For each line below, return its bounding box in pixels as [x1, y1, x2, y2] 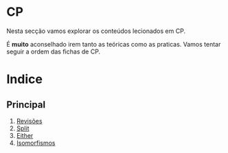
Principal [6, 99, 46, 110]
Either [16, 131, 34, 139]
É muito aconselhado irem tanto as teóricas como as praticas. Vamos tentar [6, 40, 221, 48]
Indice [6, 71, 43, 87]
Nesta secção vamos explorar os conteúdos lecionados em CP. [6, 27, 186, 35]
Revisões [16, 117, 43, 125]
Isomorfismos [16, 139, 56, 147]
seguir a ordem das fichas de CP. [6, 47, 101, 56]
